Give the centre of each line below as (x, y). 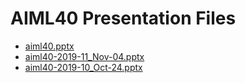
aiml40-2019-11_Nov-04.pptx (84, 56)
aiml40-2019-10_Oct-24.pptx (83, 67)
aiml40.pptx (49, 46)
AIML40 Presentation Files (123, 18)
